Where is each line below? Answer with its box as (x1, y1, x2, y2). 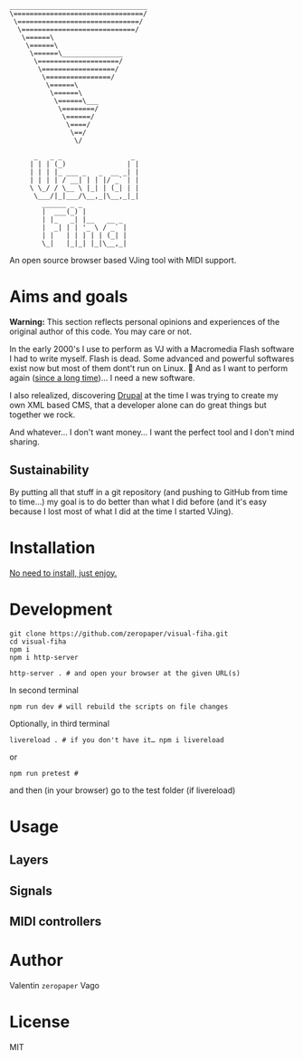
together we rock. (9, 409, 76, 420)
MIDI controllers (9, 913, 102, 929)
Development (9, 599, 113, 619)
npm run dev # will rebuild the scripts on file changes (9, 702, 229, 711)
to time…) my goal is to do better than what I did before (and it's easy (9, 496, 267, 507)
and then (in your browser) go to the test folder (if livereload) (9, 785, 236, 796)
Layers (9, 853, 49, 868)
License (9, 1012, 71, 1033)
